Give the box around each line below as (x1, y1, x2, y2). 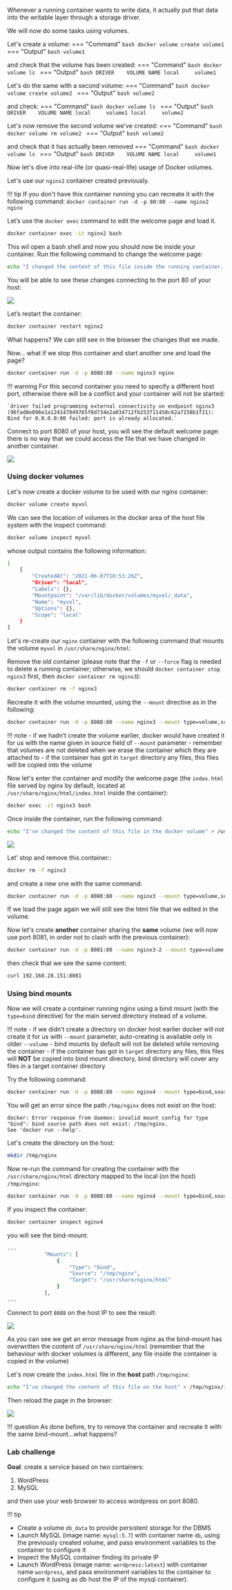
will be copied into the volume (7, 760, 93, 769)
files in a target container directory (7, 1062, 106, 1070)
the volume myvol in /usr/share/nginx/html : (7, 644, 131, 653)
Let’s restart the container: (7, 309, 82, 317)
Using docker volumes (7, 471, 84, 481)
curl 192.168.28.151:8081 (7, 973, 81, 980)
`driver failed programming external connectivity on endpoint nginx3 (7, 402, 215, 410)
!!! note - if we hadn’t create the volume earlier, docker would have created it (7, 731, 225, 739)
